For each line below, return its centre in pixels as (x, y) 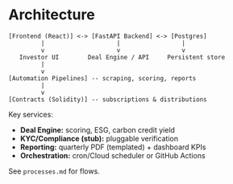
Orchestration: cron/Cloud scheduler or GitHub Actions (112, 155)
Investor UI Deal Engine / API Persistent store (122, 57)
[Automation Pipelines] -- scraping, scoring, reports (102, 78)
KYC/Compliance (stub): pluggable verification (99, 138)
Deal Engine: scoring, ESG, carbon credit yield (98, 129)
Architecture (52, 15)
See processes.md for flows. (54, 171)
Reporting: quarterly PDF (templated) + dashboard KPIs (113, 147)
